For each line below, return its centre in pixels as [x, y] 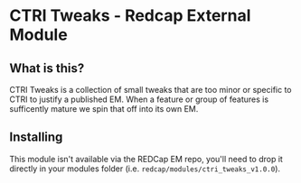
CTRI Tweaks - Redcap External [130, 16]
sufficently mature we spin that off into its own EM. [104, 109]
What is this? [47, 68]
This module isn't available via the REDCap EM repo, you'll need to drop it [146, 159]
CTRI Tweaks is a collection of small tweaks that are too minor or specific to [150, 90]
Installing [36, 137]
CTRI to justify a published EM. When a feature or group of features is [139, 99]
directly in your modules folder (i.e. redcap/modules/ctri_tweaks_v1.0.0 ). [145, 169]
